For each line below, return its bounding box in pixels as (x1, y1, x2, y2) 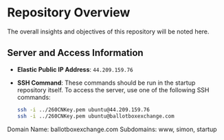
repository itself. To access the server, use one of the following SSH (16, 85, 210, 94)
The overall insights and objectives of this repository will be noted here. (7, 27, 210, 36)
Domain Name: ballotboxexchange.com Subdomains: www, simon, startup (7, 125, 218, 133)
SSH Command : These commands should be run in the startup (16, 79, 196, 87)
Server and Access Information (7, 47, 144, 59)
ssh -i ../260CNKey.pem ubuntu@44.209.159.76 (16, 106, 150, 113)
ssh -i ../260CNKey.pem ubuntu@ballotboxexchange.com (16, 113, 175, 120)
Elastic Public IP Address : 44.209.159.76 (16, 65, 133, 73)
